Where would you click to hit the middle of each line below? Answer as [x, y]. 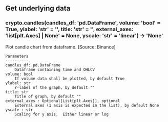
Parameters [17, 56]
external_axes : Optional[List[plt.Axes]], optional [63, 101]
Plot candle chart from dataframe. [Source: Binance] [61, 47]
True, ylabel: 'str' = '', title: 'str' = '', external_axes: [69, 29]
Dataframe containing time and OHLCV [55, 69]
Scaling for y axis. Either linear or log [62, 114]
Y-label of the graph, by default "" [55, 87]
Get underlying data [38, 8]
